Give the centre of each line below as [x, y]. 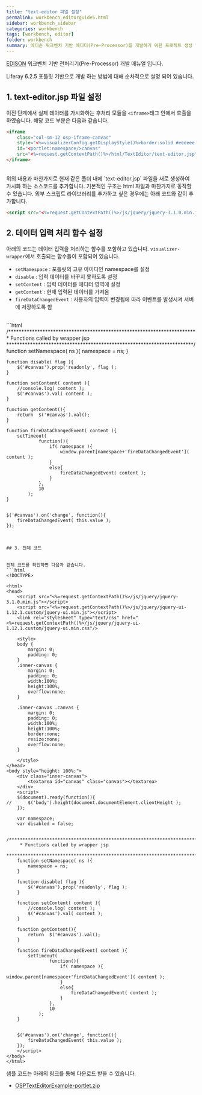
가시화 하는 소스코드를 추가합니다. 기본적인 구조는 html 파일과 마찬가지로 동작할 [99, 186]
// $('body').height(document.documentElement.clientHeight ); [94, 803]
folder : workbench [29, 40]
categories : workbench [35, 29]
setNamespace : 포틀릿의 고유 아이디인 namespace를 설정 [82, 269]
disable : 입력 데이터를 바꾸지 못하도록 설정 [66, 276]
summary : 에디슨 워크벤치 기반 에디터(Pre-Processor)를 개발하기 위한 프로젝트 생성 [99, 46]
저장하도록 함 [37, 307]
